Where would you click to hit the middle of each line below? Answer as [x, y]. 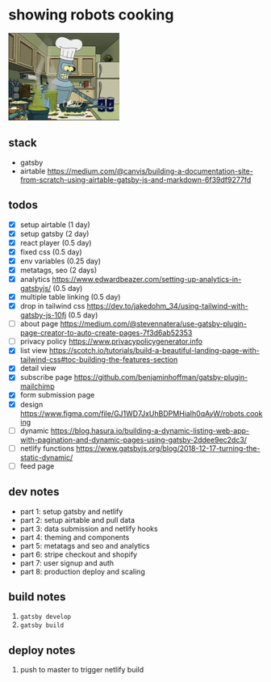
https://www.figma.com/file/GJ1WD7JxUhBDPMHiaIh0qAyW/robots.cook [141, 413]
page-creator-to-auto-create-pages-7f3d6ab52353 [106, 333]
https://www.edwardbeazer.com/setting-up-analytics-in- [147, 279]
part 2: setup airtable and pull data [77, 520]
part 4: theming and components [75, 537]
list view [34, 351]
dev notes [34, 492]
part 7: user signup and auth [67, 562]
